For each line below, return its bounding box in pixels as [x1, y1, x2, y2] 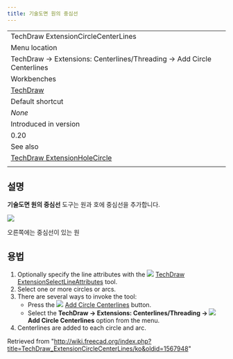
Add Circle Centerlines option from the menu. [27, 317, 160, 325]
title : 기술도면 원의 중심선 [7, 10, 78, 17]
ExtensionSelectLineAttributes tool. [17, 278, 118, 286]
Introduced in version [10, 119, 80, 128]
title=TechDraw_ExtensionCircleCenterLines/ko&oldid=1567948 [7, 344, 189, 353]
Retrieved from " [7, 337, 54, 346]
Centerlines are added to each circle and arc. [17, 324, 147, 332]
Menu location [10, 42, 58, 52]
